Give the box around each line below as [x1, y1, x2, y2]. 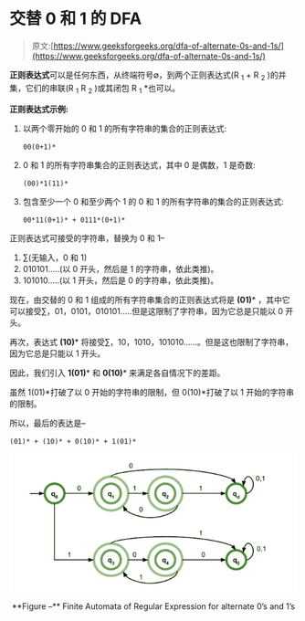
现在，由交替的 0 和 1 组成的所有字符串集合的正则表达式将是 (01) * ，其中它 [9, 294, 290, 305]
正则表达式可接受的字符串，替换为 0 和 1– [9, 232, 165, 243]
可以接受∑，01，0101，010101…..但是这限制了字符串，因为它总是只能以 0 [9, 305, 283, 316]
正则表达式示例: [9, 103, 68, 114]
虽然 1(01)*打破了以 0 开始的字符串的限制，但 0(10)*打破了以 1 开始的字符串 [9, 386, 295, 397]
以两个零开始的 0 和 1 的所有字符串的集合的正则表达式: [22, 122, 227, 133]
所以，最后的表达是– [9, 417, 86, 428]
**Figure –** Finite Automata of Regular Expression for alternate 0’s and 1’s [12, 600, 295, 612]
